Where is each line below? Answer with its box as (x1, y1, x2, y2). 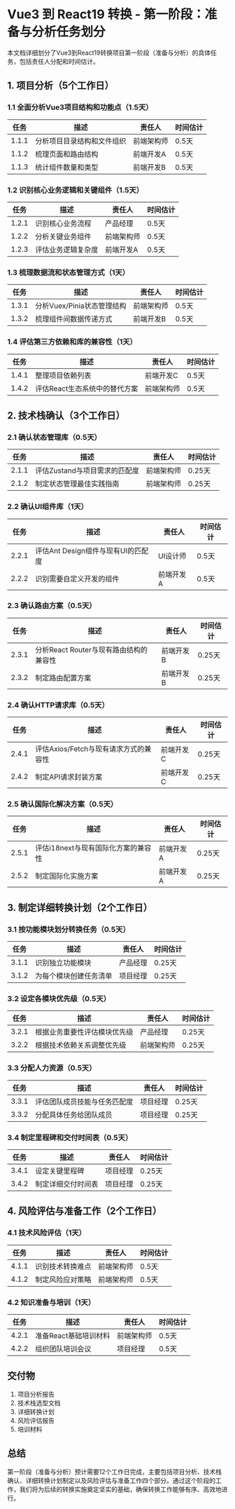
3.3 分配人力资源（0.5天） (7, 1063, 97, 1073)
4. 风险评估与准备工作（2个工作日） (7, 1205, 162, 1217)
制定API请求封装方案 (34, 772, 103, 782)
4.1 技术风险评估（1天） (7, 1228, 86, 1238)
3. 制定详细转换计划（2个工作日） (7, 902, 152, 914)
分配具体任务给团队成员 (34, 1109, 113, 1119)
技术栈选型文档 (17, 1398, 61, 1407)
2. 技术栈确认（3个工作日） (7, 410, 126, 421)
